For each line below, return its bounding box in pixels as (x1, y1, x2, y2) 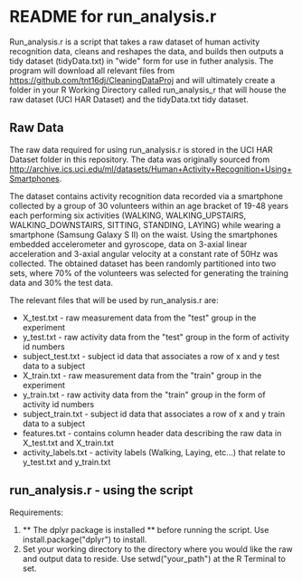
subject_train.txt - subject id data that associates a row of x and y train (22, 408, 286, 419)
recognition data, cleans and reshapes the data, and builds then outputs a (9, 45, 284, 56)
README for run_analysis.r (9, 6, 217, 27)
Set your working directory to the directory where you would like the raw (22, 543, 294, 554)
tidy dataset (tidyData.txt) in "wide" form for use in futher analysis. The (9, 55, 274, 66)
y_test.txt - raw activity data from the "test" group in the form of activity (22, 331, 289, 342)
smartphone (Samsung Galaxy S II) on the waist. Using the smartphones (9, 229, 278, 240)
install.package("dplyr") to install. (22, 534, 147, 545)
